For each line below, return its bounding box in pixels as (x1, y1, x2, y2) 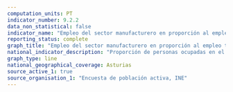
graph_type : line (7, 55, 58, 62)
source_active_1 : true (7, 68, 73, 75)
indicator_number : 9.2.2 (7, 17, 79, 24)
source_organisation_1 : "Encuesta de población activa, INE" (7, 74, 188, 82)
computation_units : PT (7, 10, 73, 17)
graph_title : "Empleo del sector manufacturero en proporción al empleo (7, 42, 222, 49)
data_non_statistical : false (7, 23, 92, 30)
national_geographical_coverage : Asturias (7, 62, 132, 68)
